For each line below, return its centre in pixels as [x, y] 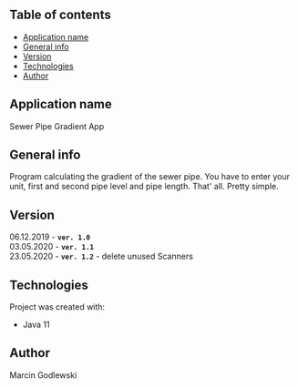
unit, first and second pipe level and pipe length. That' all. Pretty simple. [144, 187]
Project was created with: [57, 307]
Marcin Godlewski [43, 375]
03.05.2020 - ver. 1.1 [51, 247]
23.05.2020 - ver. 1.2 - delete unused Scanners [102, 256]
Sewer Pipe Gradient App [57, 126]
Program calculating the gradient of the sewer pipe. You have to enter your [149, 177]
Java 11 [36, 325]
